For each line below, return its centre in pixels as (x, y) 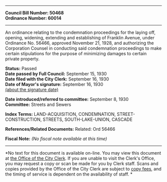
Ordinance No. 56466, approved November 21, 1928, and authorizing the (80, 43)
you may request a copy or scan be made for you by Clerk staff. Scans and (82, 164)
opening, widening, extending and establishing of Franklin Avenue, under (80, 38)
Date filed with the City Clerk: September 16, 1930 (57, 79)
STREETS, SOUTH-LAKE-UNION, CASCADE (88, 119)
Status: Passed (21, 68)
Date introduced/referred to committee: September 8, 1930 (67, 99)
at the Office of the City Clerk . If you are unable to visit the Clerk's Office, (80, 158)
